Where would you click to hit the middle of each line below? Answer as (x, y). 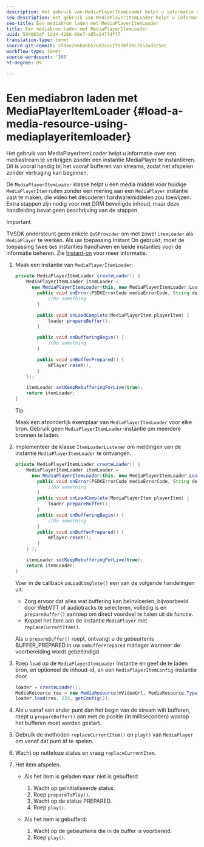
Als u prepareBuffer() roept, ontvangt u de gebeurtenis (84, 638)
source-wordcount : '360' (38, 57)
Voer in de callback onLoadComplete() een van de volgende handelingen (105, 582)
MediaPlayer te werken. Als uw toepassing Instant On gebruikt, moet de (95, 240)
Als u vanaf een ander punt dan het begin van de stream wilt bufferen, (103, 710)
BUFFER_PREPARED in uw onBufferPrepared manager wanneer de (97, 645)
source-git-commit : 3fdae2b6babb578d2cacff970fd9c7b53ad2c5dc (87, 46)
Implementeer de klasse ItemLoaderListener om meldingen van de (98, 447)
